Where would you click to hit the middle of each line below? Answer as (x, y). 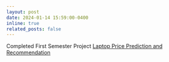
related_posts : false (34, 29)
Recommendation (28, 53)
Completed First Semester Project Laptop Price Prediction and (84, 46)
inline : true (23, 23)
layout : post (23, 12)
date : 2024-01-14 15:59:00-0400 (47, 18)
